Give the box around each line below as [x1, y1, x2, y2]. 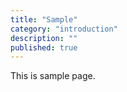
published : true [10, 42, 78, 53]
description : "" [10, 33, 78, 43]
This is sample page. [10, 70, 96, 82]
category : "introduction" [10, 24, 118, 34]
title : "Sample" [10, 14, 78, 25]
